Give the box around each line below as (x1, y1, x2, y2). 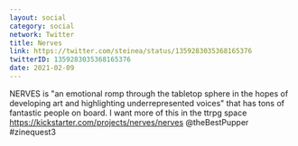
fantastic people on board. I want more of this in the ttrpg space (9, 107, 247, 118)
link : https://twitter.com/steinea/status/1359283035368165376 (9, 47, 253, 56)
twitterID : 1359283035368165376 (9, 55, 131, 64)
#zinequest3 (9, 126, 57, 137)
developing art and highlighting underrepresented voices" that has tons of (9, 97, 285, 108)
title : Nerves (9, 38, 63, 48)
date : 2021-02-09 (9, 64, 75, 73)
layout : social (9, 13, 67, 23)
